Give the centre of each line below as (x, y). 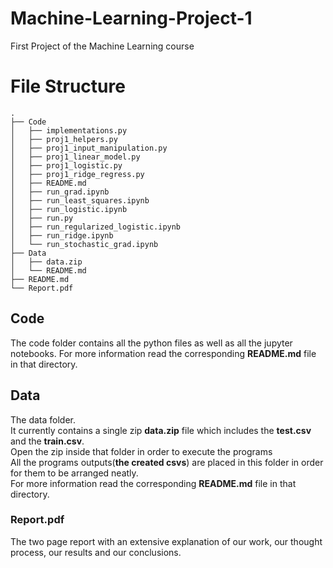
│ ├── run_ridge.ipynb (62, 235)
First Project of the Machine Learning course (102, 46)
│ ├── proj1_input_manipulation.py (89, 148)
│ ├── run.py (42, 218)
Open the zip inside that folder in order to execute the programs (141, 451)
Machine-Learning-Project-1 (131, 18)
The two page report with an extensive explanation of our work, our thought (166, 541)
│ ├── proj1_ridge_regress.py (77, 174)
